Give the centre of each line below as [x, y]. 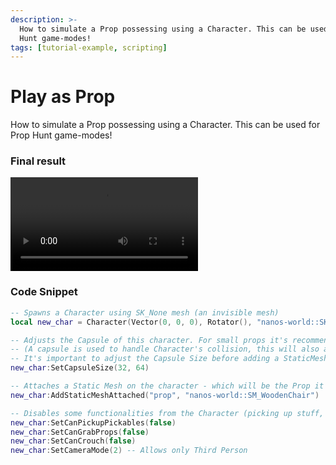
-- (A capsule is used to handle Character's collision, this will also [165, 349]
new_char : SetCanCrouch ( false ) [73, 441]
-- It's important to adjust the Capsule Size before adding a [145, 359]
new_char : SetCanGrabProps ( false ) [80, 432]
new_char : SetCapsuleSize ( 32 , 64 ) [80, 368]
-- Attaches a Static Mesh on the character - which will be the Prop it [167, 386]
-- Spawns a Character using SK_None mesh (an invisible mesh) [145, 312]
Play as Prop [63, 97]
